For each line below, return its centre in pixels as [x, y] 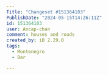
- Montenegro [28, 52]
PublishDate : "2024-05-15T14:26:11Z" [54, 18]
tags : [13, 46]
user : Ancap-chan [28, 29]
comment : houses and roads [41, 35]
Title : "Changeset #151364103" [46, 12]
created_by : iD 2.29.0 [35, 40]
